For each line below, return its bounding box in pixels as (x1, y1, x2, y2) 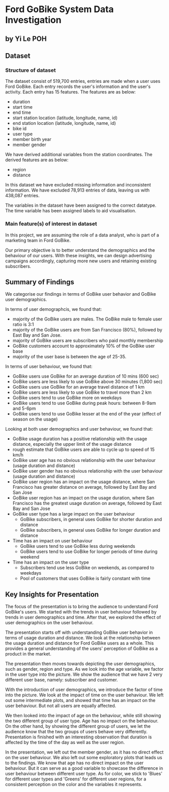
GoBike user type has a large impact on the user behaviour (12, 511, 135, 517)
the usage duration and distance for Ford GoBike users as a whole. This (5, 640, 154, 646)
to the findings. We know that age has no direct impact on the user (5, 760, 144, 766)
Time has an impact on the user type (12, 560, 89, 566)
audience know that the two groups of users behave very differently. (5, 729, 148, 735)
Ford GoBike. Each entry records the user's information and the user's (5, 83, 151, 89)
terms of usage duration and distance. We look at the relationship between (5, 635, 160, 641)
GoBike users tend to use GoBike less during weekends (20, 543, 135, 549)
